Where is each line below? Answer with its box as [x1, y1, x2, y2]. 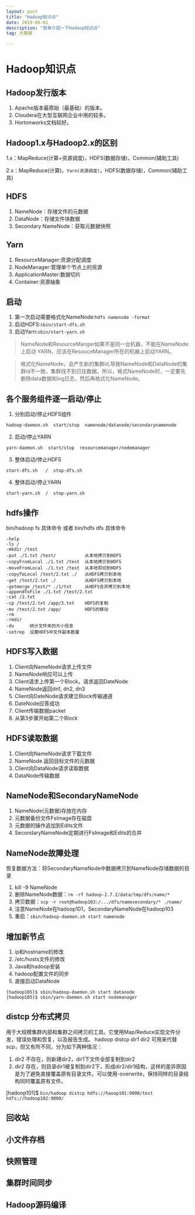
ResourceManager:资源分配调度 [14, 256, 92, 263]
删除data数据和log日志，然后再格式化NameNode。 [20, 375, 143, 382]
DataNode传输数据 [14, 772, 60, 779]
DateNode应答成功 [14, 700, 60, 707]
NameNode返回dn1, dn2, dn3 [14, 685, 85, 692]
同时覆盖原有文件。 [19, 1077, 66, 1084]
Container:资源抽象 [14, 278, 61, 285]
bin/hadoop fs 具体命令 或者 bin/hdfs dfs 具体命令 [6, 525, 126, 531]
